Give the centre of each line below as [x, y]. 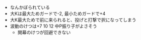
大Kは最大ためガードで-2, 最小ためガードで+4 [58, 13]
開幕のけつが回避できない [44, 32]
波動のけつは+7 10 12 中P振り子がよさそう [53, 26]
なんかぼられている [30, 7]
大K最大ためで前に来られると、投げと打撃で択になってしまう [73, 20]
